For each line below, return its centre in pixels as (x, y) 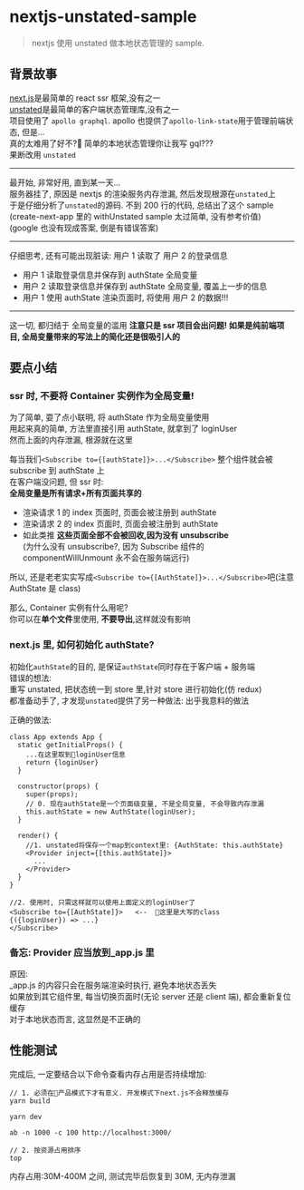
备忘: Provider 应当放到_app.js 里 (82, 952)
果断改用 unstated (43, 154)
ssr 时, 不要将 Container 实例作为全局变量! (102, 396)
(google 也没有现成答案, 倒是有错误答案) (84, 228)
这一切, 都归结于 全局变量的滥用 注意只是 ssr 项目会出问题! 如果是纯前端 (143, 325)
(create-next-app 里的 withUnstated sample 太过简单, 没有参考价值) (135, 216)
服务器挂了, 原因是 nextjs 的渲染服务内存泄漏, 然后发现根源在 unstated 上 (142, 193)
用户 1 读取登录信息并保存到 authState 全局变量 (110, 275)
